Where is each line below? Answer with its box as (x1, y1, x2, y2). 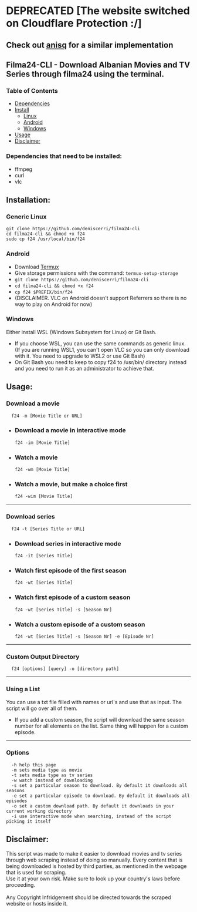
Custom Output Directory (6, 652, 80, 661)
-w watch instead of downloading (11, 777, 93, 783)
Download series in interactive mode (14, 539, 121, 547)
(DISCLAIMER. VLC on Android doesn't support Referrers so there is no (14, 294, 187, 301)
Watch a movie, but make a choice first (14, 480, 128, 489)
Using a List (6, 685, 40, 694)
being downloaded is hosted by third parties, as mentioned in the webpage (6, 862, 187, 870)
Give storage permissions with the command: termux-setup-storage (14, 269, 178, 277)
